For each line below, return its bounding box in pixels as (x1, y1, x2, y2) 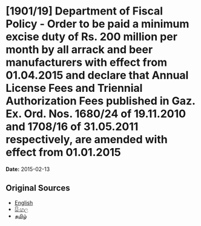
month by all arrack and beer (5, 43, 153, 57)
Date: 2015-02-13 (5, 165, 50, 173)
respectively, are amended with (5, 133, 168, 146)
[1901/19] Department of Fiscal (5, 4, 163, 18)
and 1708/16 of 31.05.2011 (5, 120, 139, 134)
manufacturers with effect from (5, 56, 168, 69)
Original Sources (5, 183, 70, 193)
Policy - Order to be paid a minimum (5, 17, 189, 31)
